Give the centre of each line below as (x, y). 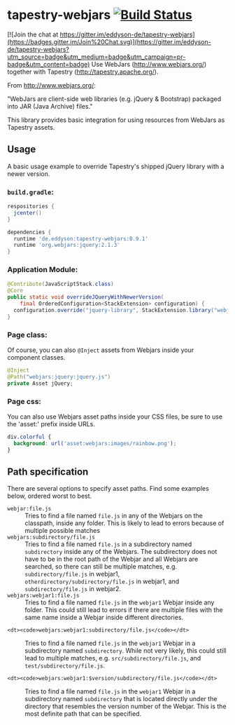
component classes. (36, 358)
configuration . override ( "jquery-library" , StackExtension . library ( (114, 310)
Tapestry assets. (31, 127)
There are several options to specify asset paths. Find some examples (108, 489)
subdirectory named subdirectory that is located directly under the (121, 699)
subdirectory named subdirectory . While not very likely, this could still (126, 651)
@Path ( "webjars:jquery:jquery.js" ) (59, 377)
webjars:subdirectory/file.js (51, 537)
